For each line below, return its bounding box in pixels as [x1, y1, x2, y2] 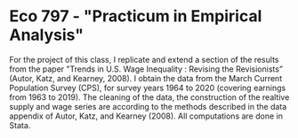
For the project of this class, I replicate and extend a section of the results [9, 54, 279, 65]
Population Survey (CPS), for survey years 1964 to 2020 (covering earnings [9, 82, 286, 93]
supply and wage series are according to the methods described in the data [9, 101, 287, 111]
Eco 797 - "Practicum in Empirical [9, 6, 262, 27]
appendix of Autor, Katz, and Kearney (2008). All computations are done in [9, 111, 283, 121]
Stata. [9, 119, 31, 130]
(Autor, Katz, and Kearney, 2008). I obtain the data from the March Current [9, 73, 283, 83]
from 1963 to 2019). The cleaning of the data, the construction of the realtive [9, 91, 290, 103]
